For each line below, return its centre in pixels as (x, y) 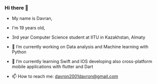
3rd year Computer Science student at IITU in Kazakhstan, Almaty (78, 37)
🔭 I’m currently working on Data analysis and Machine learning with (80, 47)
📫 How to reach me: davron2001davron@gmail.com (65, 76)
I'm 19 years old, (28, 28)
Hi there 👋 (17, 8)
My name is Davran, (32, 19)
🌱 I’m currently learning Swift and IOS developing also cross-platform (82, 62)
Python (19, 52)
